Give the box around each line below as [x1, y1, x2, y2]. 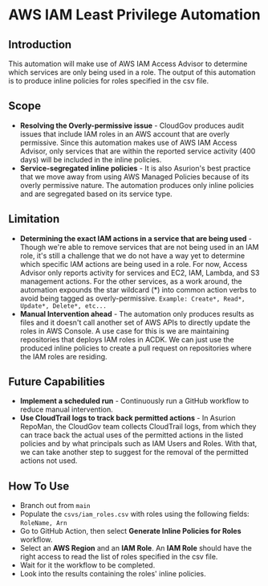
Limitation [8, 212, 60, 226]
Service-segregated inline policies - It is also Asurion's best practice [19, 163, 251, 173]
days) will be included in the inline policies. [19, 154, 162, 164]
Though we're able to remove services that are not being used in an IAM [19, 242, 259, 252]
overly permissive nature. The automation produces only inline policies [19, 180, 254, 190]
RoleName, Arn [19, 519, 67, 527]
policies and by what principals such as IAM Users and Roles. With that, [19, 439, 258, 449]
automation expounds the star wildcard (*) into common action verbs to [19, 285, 257, 294]
